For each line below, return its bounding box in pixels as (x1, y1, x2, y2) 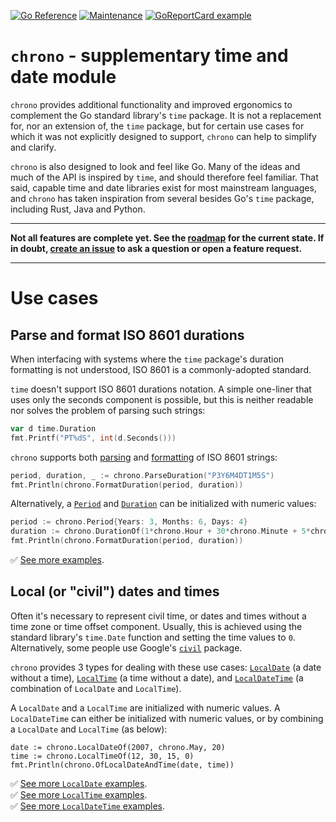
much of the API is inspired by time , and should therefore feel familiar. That (10, 171, 319, 183)
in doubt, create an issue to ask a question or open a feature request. (10, 242, 303, 254)
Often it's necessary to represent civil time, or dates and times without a (10, 610, 307, 622)
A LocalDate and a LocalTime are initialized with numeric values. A (10, 701, 281, 714)
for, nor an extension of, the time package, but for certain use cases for (10, 120, 305, 132)
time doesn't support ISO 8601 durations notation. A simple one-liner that (10, 383, 312, 395)
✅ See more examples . (10, 554, 105, 566)
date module (10, 66, 117, 89)
